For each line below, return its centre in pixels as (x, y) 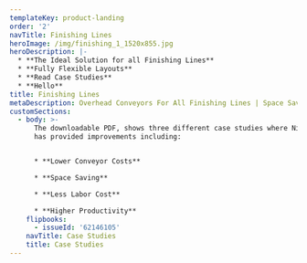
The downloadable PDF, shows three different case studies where (160, 129)
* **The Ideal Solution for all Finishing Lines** (116, 60)
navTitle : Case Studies (71, 237)
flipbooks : (47, 219)
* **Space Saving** (70, 178)
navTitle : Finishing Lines (61, 35)
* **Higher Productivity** (85, 211)
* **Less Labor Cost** (77, 194)
